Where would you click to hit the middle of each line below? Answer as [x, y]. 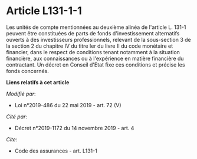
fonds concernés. [27, 71]
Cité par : [17, 117]
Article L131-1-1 [44, 11]
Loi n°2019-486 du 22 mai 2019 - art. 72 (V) [68, 105]
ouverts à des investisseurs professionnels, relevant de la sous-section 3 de [99, 39]
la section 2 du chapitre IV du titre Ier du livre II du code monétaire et [90, 46]
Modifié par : [21, 94]
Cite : [12, 139]
